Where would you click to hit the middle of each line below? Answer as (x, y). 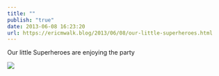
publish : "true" (31, 20)
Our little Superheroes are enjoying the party (71, 53)
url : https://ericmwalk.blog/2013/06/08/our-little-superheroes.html (110, 33)
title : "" (22, 13)
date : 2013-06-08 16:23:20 (46, 26)
